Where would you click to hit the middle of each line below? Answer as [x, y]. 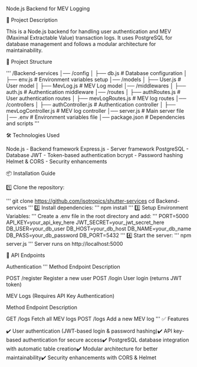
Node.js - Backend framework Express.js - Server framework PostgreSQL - [97, 149]
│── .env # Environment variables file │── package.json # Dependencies [96, 117]
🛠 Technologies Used [33, 135]
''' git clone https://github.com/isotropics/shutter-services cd [81, 201]
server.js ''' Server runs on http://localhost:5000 [65, 244]
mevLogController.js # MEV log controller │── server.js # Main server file [95, 111]
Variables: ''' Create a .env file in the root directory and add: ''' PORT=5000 [98, 216]
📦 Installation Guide [31, 173]
